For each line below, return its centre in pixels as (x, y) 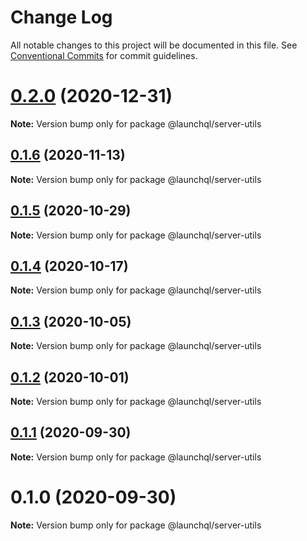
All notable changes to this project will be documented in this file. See (154, 45)
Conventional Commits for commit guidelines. (104, 55)
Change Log (61, 17)
